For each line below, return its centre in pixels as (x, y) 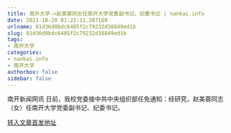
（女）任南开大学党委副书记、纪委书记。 (65, 108)
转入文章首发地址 (32, 123)
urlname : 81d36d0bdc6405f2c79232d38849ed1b (72, 26)
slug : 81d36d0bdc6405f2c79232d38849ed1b (67, 33)
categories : (24, 53)
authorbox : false (33, 72)
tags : (15, 40)
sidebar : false (29, 78)
